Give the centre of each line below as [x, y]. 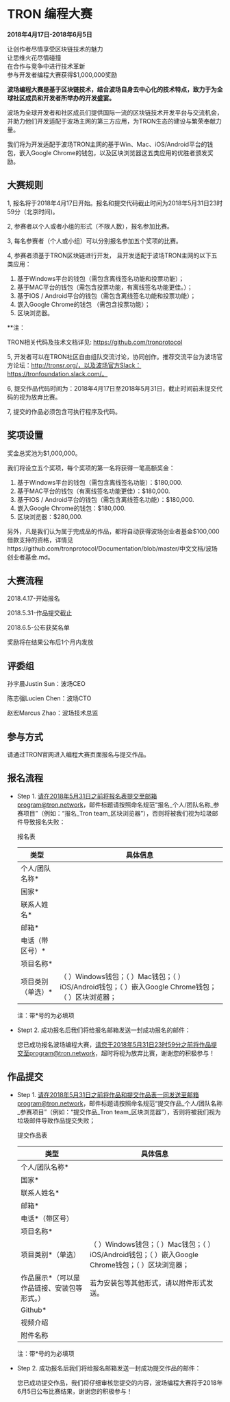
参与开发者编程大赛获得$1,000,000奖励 [62, 74]
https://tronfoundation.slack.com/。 [57, 374]
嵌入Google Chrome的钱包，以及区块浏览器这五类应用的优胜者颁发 [113, 152]
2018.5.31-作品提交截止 [40, 613]
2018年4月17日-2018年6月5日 [50, 34]
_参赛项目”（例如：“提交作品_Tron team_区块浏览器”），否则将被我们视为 [119, 1112]
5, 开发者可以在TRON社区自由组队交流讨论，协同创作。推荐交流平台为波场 [112, 356]
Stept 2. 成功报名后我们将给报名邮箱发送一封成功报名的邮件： [104, 1030]
